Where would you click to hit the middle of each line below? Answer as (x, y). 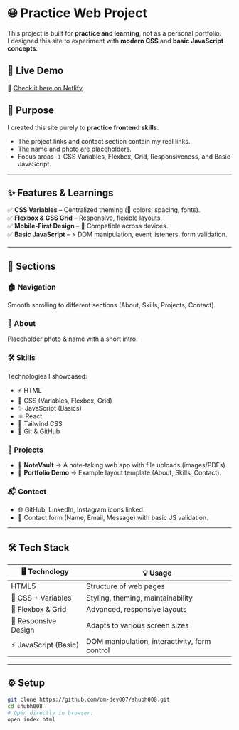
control (98, 650)
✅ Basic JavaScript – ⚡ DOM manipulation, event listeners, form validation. (117, 234)
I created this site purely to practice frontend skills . (83, 127)
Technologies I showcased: (47, 376)
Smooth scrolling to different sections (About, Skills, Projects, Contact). (112, 305)
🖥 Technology (45, 572)
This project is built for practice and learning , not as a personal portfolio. (115, 33)
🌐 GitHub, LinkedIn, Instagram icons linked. (81, 509)
